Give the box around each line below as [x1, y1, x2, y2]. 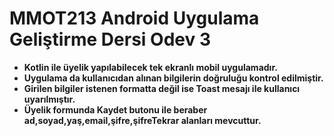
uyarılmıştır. [23, 93, 76, 105]
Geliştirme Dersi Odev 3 [9, 28, 211, 51]
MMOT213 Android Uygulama [9, 7, 260, 30]
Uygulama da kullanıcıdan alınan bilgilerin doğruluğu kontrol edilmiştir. [23, 72, 324, 84]
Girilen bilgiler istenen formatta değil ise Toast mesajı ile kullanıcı [23, 82, 301, 94]
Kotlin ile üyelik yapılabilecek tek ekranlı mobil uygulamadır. [23, 61, 278, 73]
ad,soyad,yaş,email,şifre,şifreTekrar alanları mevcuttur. [23, 114, 262, 126]
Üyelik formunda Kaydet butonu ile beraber [23, 103, 208, 116]
